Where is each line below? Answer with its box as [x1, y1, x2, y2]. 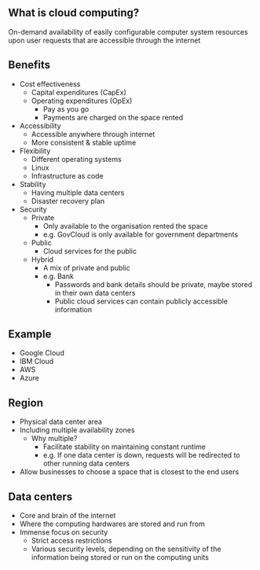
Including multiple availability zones [19, 425, 135, 435]
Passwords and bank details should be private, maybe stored [54, 279, 253, 289]
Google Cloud [19, 348, 64, 358]
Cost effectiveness [19, 79, 81, 89]
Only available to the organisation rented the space [42, 221, 208, 230]
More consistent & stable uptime [31, 138, 137, 147]
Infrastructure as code [31, 171, 104, 180]
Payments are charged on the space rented [42, 112, 184, 122]
